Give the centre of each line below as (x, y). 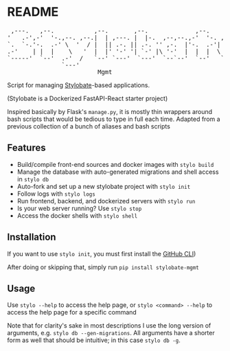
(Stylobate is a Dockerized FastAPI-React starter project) (88, 98)
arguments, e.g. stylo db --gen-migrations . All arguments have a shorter (111, 333)
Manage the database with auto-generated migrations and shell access (118, 172)
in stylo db (33, 179)
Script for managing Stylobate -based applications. (78, 85)
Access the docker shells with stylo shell (77, 215)
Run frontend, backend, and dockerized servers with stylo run (106, 201)
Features (26, 148)
